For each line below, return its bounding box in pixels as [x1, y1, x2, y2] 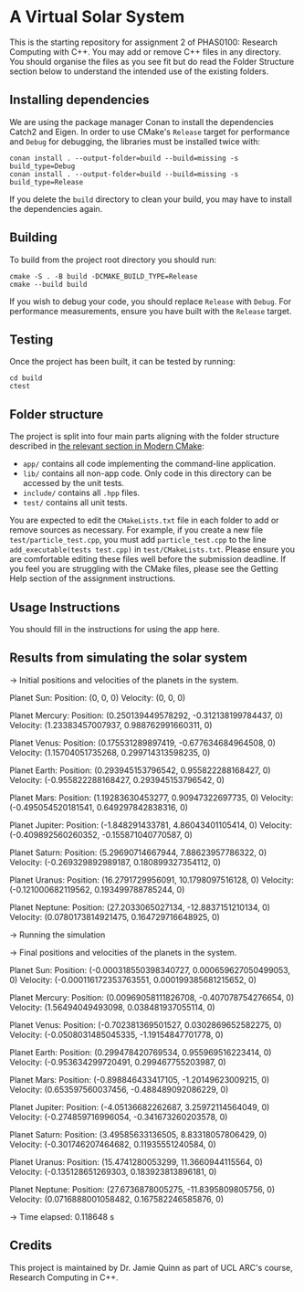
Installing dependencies [9, 92, 150, 108]
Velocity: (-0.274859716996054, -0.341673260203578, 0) [9, 1111, 228, 1122]
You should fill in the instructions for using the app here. [9, 624, 221, 634]
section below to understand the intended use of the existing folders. [9, 66, 269, 77]
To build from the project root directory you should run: [9, 254, 217, 265]
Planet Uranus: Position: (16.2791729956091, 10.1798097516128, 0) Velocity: [9, 874, 294, 885]
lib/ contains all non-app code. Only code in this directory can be [22, 468, 272, 479]
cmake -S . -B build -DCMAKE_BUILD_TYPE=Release [9, 271, 198, 281]
